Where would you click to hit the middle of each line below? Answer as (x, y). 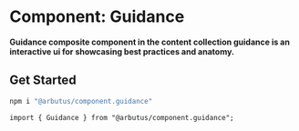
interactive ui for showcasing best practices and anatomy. (122, 51)
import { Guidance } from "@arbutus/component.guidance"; (122, 117)
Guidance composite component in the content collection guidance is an (149, 42)
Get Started (43, 81)
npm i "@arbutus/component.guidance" (81, 101)
